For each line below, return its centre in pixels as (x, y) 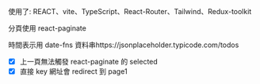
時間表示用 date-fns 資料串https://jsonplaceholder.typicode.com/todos (124, 45)
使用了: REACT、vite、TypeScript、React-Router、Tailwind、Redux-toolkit (130, 11)
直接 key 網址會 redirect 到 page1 (74, 71)
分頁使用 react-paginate (48, 28)
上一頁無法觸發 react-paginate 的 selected (89, 62)
